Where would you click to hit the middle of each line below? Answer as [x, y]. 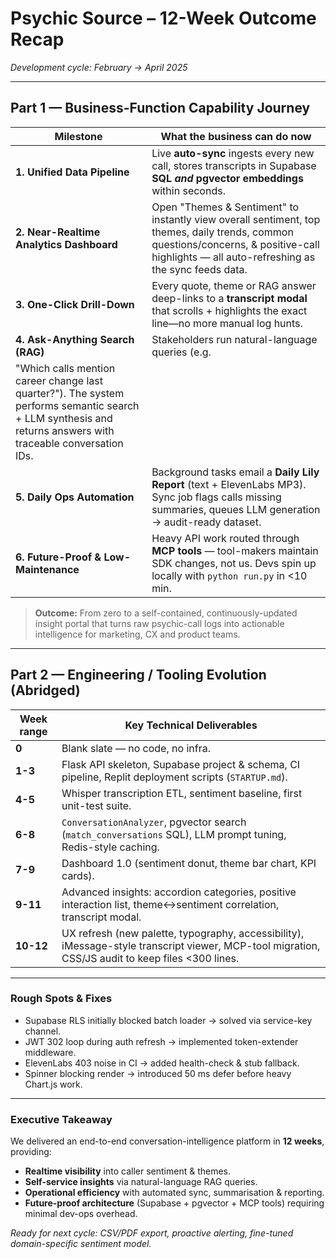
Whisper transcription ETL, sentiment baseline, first [182, 793]
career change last [59, 380]
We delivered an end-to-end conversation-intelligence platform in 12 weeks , [167, 1141]
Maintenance [47, 569]
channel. [43, 1031]
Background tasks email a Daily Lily [235, 472]
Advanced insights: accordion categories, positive [179, 892]
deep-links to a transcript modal [229, 298]
